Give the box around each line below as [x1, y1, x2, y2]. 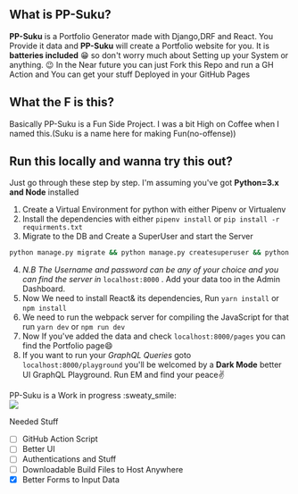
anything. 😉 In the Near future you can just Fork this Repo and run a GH [9, 59, 274, 70]
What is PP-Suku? [9, 7, 112, 22]
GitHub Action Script [21, 433, 98, 445]
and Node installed [9, 187, 79, 197]
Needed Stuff [9, 416, 59, 427]
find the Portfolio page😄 [21, 340, 113, 351]
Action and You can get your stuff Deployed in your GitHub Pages [9, 69, 251, 80]
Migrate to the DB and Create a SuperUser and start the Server [21, 231, 254, 242]
